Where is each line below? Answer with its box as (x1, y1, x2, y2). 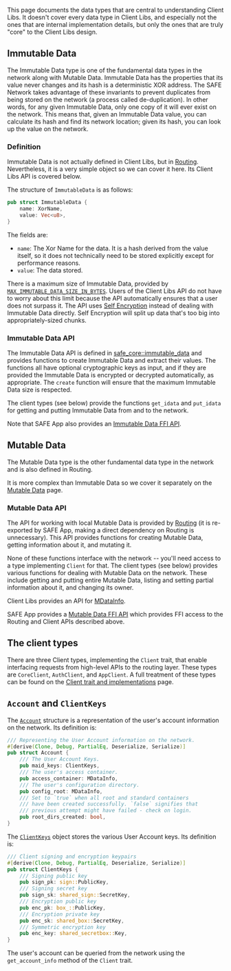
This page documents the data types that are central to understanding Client (7, 6, 224, 14)
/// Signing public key (19, 872, 88, 879)
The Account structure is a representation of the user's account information (7, 716, 219, 724)
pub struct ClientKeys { (7, 865, 78, 873)
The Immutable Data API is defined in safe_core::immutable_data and (7, 348, 202, 357)
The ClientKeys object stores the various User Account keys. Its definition (7, 832, 217, 841)
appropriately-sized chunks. (7, 316, 87, 324)
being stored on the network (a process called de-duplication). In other (7, 95, 208, 103)
